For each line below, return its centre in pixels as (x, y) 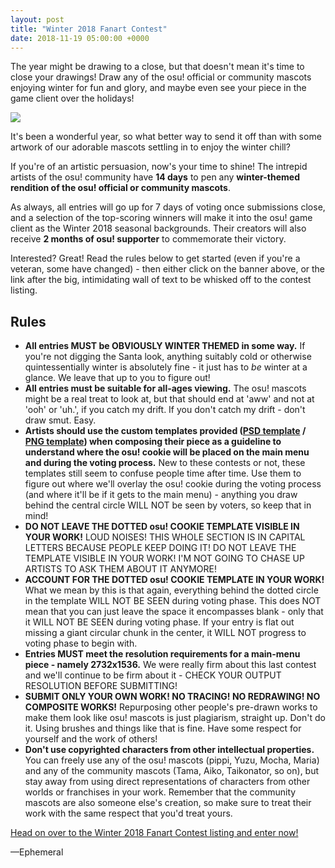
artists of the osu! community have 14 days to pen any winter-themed (155, 177)
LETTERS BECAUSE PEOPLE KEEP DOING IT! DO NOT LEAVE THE (160, 548)
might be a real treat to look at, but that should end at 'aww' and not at (169, 399)
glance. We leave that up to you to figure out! (117, 378)
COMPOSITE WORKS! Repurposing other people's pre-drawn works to (171, 707)
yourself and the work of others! (91, 739)
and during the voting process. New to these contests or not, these (165, 463)
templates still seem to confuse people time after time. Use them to (163, 473)
